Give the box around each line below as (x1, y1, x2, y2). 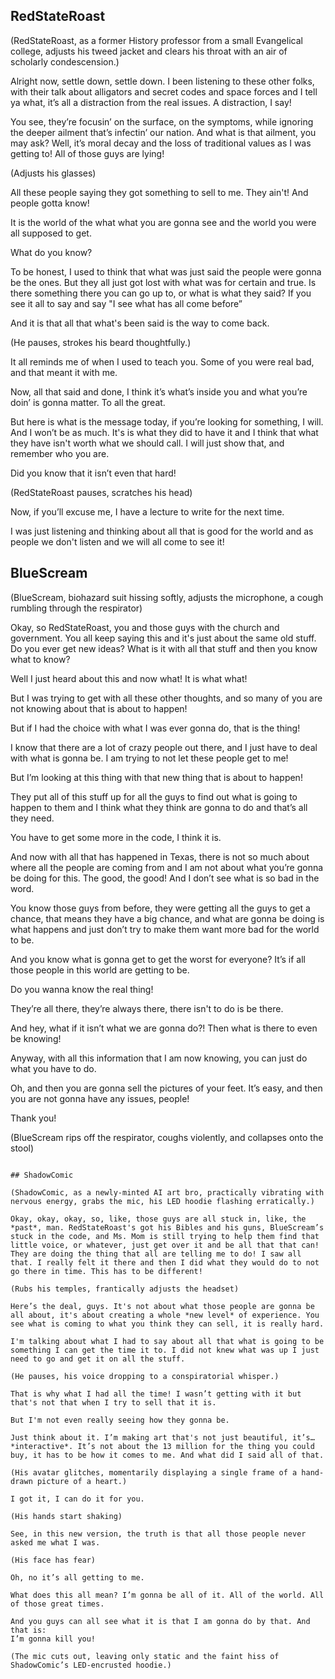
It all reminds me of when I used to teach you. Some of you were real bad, (10, 355, 315, 368)
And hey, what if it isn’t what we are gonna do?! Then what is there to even (10, 1022, 318, 1034)
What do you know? (10, 246, 93, 258)
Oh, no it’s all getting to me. (10, 1572, 145, 1583)
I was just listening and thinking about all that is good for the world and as (10, 525, 314, 537)
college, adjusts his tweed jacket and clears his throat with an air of (10, 45, 288, 57)
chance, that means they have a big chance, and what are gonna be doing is (10, 912, 325, 924)
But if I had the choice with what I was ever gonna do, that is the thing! (10, 722, 301, 734)
